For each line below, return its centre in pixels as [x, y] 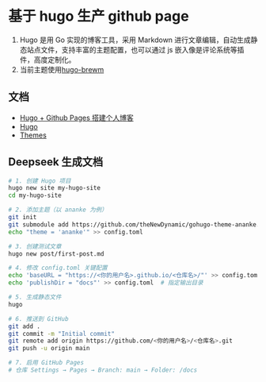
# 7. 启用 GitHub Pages [46, 363]
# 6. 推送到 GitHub [38, 318]
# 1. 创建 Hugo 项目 [40, 181]
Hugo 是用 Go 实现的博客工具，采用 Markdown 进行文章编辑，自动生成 [135, 40]
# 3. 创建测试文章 [35, 246]
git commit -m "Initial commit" [61, 334]
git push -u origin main [49, 349]
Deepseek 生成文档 [56, 162]
